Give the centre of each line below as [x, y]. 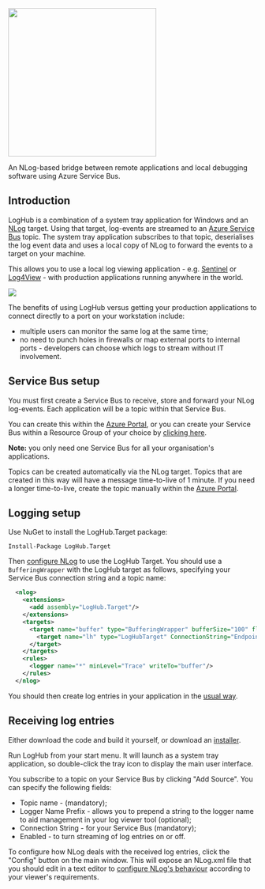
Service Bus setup [54, 382]
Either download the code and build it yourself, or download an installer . [125, 740]
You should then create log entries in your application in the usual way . [123, 696]
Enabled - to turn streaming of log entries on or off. [103, 836]
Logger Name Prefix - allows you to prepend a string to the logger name [136, 811]
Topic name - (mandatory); [63, 803]
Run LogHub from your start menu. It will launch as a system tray [114, 755]
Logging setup [45, 513]
